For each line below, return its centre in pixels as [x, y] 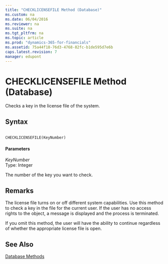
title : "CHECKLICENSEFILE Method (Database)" [53, 10]
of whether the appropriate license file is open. [53, 228]
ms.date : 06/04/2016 [27, 19]
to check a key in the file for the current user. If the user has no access [78, 208]
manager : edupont [23, 56]
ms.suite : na [19, 29]
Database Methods [25, 256]
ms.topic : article [24, 38]
